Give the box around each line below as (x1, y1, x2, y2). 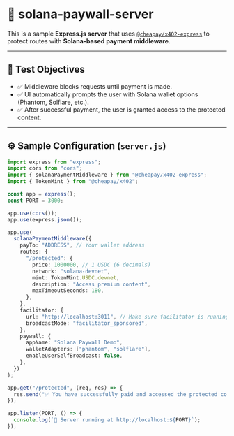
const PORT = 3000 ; (7, 197, 64, 204)
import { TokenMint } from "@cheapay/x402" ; (7, 178, 139, 185)
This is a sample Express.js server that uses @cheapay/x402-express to (7, 29, 210, 38)
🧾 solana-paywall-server (7, 6, 154, 22)
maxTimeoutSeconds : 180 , (32, 287, 104, 294)
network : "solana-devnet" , (32, 268, 111, 275)
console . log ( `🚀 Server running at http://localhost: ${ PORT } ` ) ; (13, 416, 201, 423)
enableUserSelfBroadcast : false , (25, 352, 123, 359)
